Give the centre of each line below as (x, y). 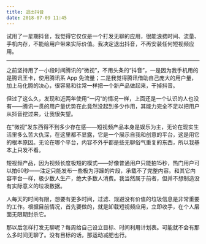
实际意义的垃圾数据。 (38, 186)
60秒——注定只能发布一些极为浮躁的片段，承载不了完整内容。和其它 (104, 170)
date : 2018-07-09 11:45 (37, 18)
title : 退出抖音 (25, 12)
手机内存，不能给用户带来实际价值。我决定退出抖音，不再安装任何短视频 (97, 44)
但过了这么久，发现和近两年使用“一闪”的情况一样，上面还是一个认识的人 (97, 98)
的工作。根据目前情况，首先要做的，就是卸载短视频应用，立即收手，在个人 (100, 207)
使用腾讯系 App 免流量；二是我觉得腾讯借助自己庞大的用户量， (118, 78)
